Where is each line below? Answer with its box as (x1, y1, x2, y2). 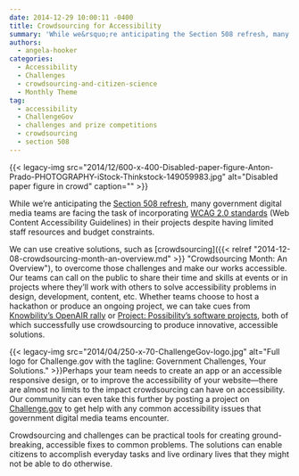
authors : (9, 37, 42, 47)
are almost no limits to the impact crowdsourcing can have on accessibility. (9, 384, 286, 395)
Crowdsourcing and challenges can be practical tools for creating (9, 430, 250, 440)
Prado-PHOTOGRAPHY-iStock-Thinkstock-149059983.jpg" (9, 171, 226, 182)
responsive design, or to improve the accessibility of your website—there (9, 374, 278, 385)
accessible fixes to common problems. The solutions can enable (46, 439, 283, 450)
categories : (9, 54, 54, 63)
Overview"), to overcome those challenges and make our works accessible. (9, 262, 287, 273)
